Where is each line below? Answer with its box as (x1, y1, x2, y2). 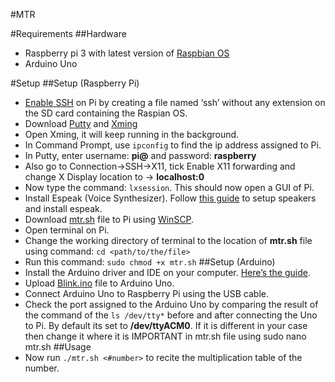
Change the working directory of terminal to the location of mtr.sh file (24, 235, 313, 246)
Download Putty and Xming (24, 118, 138, 129)
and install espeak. (24, 203, 103, 214)
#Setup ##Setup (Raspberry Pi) (10, 77, 140, 89)
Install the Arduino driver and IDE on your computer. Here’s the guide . (24, 267, 312, 278)
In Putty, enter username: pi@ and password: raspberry (24, 150, 257, 161)
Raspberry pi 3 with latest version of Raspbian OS (24, 47, 230, 59)
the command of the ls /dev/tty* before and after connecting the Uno (24, 309, 318, 321)
